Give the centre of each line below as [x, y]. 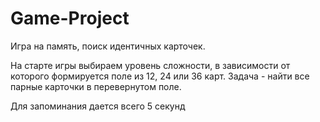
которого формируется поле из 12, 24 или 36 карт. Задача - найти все [160, 76]
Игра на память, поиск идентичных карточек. [108, 46]
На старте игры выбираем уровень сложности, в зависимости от [150, 65]
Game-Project [70, 18]
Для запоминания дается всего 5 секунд [98, 106]
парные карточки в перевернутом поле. [96, 86]
